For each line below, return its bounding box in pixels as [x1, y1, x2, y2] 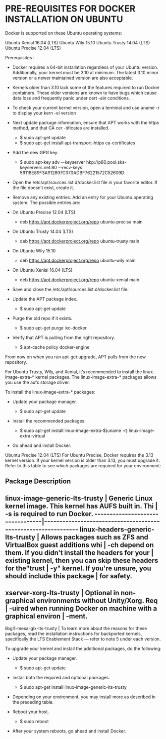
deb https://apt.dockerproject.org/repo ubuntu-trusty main [19, 238, 140, 244]
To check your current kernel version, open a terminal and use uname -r [12, 105, 160, 110]
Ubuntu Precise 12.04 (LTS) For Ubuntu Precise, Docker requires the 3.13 [5, 452, 154, 458]
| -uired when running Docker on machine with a [5, 604, 158, 613]
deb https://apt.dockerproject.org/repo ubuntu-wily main [19, 257, 136, 263]
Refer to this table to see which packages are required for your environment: [5, 462, 161, 468]
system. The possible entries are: [12, 200, 81, 206]
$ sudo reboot [19, 718, 49, 724]
